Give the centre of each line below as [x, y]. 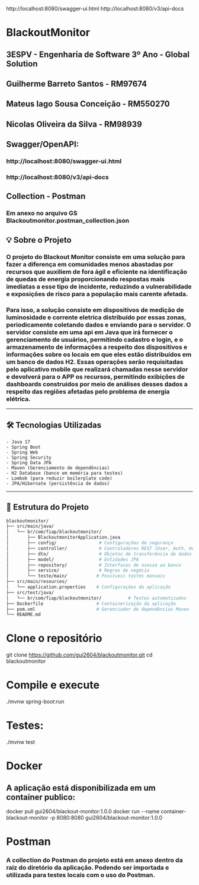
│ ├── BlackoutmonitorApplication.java [63, 537]
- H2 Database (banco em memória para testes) [65, 473]
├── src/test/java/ [30, 592]
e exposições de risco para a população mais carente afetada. [97, 294]
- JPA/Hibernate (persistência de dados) [58, 483]
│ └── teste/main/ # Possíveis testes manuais [86, 576]
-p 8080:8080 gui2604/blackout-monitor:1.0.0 [106, 818]
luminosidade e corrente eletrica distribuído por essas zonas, [96, 317]
